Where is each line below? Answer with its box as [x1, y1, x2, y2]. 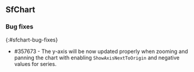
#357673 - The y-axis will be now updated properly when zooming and [14, 48, 188, 55]
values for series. [14, 60, 57, 67]
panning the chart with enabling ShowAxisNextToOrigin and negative [14, 54, 180, 61]
